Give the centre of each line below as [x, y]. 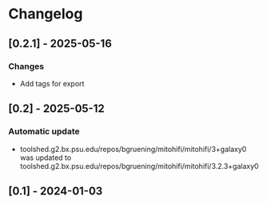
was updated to [46, 158]
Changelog [46, 14]
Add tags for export [52, 83]
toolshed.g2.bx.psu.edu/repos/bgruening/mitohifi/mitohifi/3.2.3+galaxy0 [139, 166]
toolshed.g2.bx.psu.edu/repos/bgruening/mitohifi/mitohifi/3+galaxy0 [133, 149]
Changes [26, 66]
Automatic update [44, 131]
